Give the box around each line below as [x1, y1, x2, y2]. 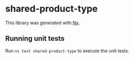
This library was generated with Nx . [5, 20, 80, 26]
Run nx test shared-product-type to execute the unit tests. [5, 47, 129, 53]
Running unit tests [5, 34, 65, 43]
